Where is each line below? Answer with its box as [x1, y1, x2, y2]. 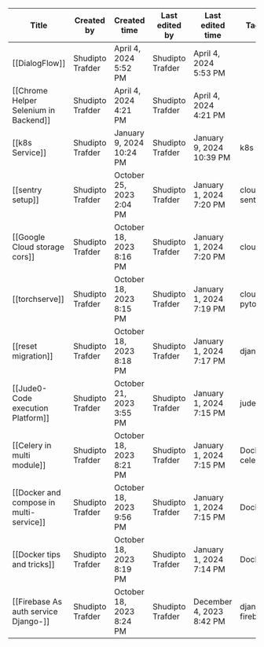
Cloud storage [12, 241, 64, 252]
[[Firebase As [12, 597, 63, 607]
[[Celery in [12, 440, 52, 450]
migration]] [12, 351, 53, 361]
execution [12, 403, 49, 414]
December [193, 597, 233, 607]
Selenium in [12, 105, 56, 116]
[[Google [12, 232, 46, 242]
